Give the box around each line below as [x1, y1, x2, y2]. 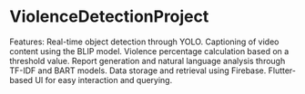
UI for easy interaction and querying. [35, 74, 173, 85]
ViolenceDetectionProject [9, 6, 209, 27]
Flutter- [268, 65, 297, 76]
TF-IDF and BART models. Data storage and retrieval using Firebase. [9, 65, 267, 76]
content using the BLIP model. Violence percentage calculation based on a [9, 45, 290, 56]
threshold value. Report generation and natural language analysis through [9, 55, 286, 66]
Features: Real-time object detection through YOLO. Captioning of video [9, 36, 280, 47]
